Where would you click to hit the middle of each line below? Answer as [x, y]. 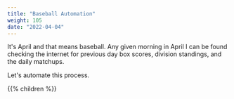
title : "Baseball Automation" [52, 14]
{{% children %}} [32, 89]
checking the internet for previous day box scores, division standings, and [115, 54]
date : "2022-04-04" [36, 27]
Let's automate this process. [48, 75]
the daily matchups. [36, 62]
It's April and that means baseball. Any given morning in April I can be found [117, 47]
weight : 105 [25, 20]
